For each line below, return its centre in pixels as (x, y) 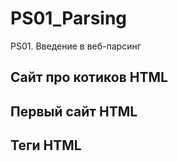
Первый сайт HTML (74, 111)
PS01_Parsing (69, 18)
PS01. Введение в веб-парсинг (76, 46)
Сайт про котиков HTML (89, 77)
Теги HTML (46, 145)
